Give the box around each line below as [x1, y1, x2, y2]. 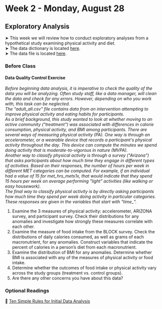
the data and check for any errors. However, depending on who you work [5, 96, 152, 102]
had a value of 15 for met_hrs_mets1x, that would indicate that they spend [5, 173, 152, 179]
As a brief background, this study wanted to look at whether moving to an [5, 116, 153, 122]
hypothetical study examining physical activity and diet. [5, 40, 116, 46]
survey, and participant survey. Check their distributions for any [12, 213, 139, 219]
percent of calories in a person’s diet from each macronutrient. [12, 244, 137, 250]
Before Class [5, 63, 36, 69]
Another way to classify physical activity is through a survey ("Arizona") [5, 152, 149, 158]
